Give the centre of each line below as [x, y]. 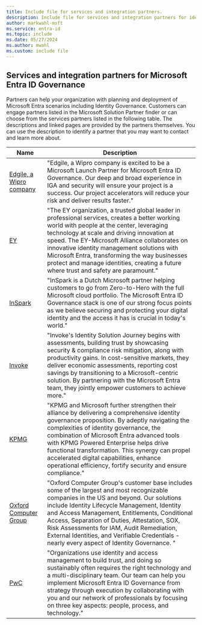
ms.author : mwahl [28, 46]
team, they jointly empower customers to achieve [117, 388]
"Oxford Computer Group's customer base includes [120, 482]
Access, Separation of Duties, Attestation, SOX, [114, 520]
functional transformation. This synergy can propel [119, 450]
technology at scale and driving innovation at [111, 232]
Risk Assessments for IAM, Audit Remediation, [112, 527]
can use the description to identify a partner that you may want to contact [98, 131]
